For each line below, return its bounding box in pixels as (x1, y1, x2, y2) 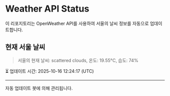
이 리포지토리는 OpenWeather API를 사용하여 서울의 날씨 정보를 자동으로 (5, 20, 149, 26)
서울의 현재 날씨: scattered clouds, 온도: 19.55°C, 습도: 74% (17, 57, 139, 63)
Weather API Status (5, 3, 90, 15)
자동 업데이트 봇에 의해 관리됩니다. (5, 85, 73, 91)
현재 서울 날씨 (5, 43, 46, 52)
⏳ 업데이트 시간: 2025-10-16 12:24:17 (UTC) (5, 68, 94, 74)
